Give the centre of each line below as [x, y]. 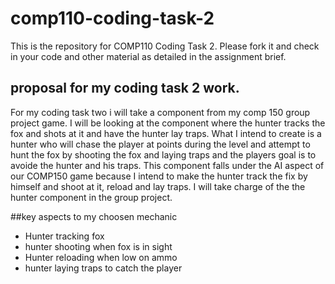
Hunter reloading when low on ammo [101, 257]
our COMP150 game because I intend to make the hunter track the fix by [159, 176]
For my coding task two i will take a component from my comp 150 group [160, 112]
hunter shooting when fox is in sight [98, 246]
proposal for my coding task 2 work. [125, 88]
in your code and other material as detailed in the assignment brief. [148, 56]
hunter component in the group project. [91, 197]
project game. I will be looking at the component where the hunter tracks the [168, 123]
